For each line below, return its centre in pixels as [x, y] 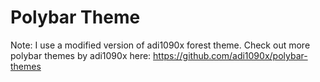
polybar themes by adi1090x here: [81, 55]
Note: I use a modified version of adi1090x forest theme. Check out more [160, 45]
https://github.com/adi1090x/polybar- [230, 55]
